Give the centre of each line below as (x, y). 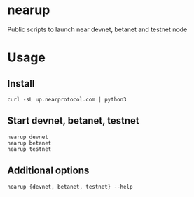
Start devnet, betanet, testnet (74, 121)
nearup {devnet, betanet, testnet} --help (70, 187)
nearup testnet (29, 149)
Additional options (48, 171)
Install (21, 83)
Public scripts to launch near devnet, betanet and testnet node (97, 29)
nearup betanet (29, 143)
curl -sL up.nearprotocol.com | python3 (67, 99)
